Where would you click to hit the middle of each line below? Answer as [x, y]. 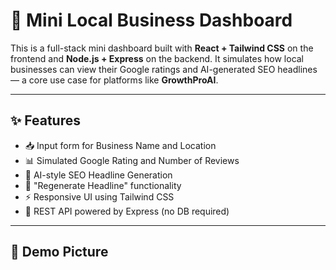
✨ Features [45, 120]
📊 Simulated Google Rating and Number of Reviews [132, 160]
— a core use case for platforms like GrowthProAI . [114, 80]
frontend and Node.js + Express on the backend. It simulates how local [157, 58]
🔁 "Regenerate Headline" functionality [103, 185]
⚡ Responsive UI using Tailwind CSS [99, 196]
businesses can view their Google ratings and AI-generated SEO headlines [164, 69]
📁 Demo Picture [59, 252]
